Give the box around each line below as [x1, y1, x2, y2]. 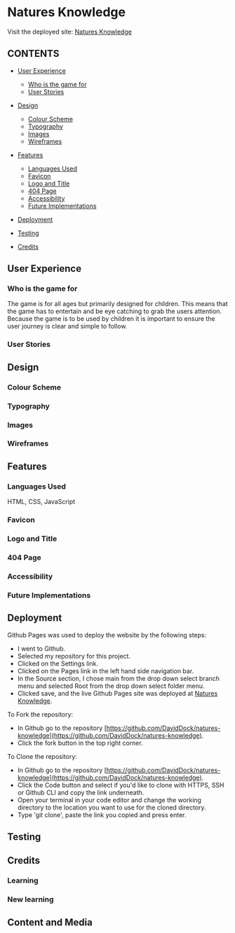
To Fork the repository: [7, 710, 74, 718]
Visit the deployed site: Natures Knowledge [7, 27, 132, 36]
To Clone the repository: [7, 752, 77, 760]
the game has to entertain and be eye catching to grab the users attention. [7, 307, 222, 316]
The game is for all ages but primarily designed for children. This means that [7, 300, 228, 308]
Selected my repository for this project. [17, 651, 131, 660]
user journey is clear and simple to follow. [7, 322, 128, 331]
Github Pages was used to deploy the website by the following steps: [7, 630, 207, 639]
